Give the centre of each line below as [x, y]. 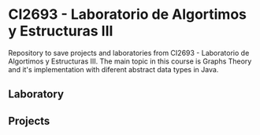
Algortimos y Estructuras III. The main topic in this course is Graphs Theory [130, 61]
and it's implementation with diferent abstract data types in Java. [113, 69]
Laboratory [36, 95]
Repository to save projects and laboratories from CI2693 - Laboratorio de [129, 53]
